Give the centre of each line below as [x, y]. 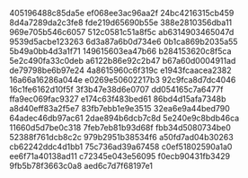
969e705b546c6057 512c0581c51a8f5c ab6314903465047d [122, 32]
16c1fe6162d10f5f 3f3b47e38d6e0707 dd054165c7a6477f [116, 89]
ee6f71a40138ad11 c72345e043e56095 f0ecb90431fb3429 [120, 156]
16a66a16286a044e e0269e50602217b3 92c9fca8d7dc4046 [123, 80]
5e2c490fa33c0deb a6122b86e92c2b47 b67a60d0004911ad [123, 61]
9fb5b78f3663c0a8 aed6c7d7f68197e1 [81, 166]
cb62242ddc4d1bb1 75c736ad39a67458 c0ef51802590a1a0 [121, 147]
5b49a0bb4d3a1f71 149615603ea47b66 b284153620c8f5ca [120, 51]
